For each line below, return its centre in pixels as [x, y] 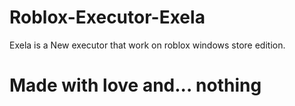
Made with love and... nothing [135, 85]
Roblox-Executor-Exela [107, 17]
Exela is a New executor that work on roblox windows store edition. [147, 45]
